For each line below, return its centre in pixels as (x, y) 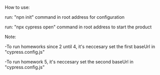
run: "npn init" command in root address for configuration (65, 17)
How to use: (17, 7)
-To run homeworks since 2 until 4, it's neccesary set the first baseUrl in (80, 47)
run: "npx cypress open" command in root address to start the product (78, 27)
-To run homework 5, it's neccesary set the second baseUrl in (69, 62)
